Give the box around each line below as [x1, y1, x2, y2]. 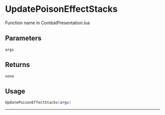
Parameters [5, 34, 42, 42]
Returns [5, 61, 30, 69]
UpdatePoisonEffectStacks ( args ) [5, 100, 71, 105]
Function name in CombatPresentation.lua [5, 20, 90, 26]
